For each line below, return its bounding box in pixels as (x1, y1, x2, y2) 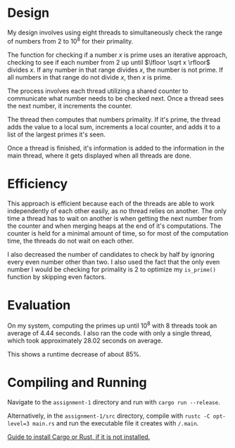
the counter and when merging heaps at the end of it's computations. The (7, 222, 222, 230)
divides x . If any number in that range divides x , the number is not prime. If (7, 65, 224, 74)
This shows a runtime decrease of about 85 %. (7, 350, 141, 359)
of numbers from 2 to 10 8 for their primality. (7, 35, 134, 45)
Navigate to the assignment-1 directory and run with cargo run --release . (7, 398, 220, 407)
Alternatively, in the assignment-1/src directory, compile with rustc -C (7, 411, 210, 420)
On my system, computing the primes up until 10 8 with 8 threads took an (7, 320, 217, 330)
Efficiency (7, 176, 68, 191)
